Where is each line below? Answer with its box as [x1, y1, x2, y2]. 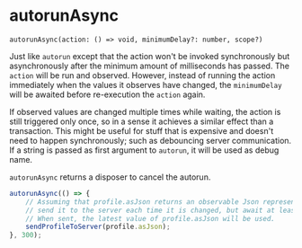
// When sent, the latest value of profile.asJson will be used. [25, 214, 276, 223]
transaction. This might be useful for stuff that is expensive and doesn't [9, 125, 274, 136]
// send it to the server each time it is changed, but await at [25, 206, 276, 215]
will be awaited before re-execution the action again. [9, 89, 206, 100]
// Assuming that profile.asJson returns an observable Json [25, 197, 259, 207]
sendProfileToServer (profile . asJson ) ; [25, 222, 171, 232]
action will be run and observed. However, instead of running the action [9, 69, 276, 81]
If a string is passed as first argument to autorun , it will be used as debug [9, 145, 280, 155]
